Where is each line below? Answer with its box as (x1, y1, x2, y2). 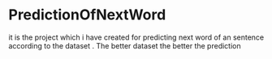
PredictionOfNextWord (8, 6, 166, 24)
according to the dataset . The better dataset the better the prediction (8, 40, 241, 50)
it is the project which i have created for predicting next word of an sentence (8, 32, 265, 42)
